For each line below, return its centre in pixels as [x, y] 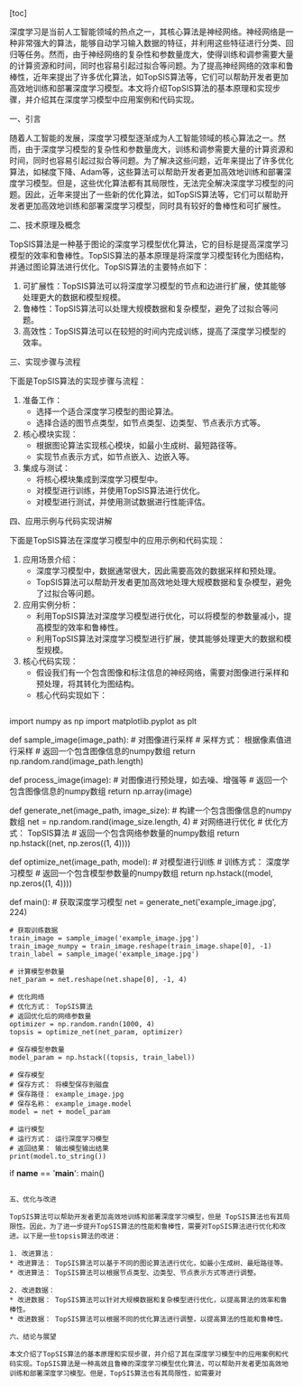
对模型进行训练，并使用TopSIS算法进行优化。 [120, 491]
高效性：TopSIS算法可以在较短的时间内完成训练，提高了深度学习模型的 [154, 331]
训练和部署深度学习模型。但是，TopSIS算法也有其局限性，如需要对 [115, 1373]
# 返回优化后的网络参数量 [50, 1016]
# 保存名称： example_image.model [71, 1104]
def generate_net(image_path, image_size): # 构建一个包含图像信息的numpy [151, 810]
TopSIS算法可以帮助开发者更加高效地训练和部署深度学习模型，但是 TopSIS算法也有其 [147, 1217]
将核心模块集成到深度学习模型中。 [99, 479]
